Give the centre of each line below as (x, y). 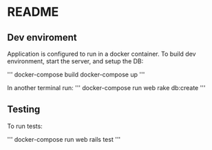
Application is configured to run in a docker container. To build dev (102, 54)
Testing (24, 110)
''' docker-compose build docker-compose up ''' (76, 74)
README (33, 12)
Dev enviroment (42, 37)
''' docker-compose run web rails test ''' (64, 139)
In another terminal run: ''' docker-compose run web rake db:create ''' (106, 88)
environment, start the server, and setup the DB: (75, 61)
